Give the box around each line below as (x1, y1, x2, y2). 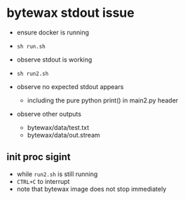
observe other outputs (16, 109, 82, 118)
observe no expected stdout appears (16, 82, 124, 91)
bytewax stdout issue (6, 5, 135, 21)
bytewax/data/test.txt (27, 123, 89, 131)
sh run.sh (16, 43, 46, 50)
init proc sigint (6, 151, 71, 163)
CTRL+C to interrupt (16, 177, 70, 185)
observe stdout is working (16, 55, 92, 64)
